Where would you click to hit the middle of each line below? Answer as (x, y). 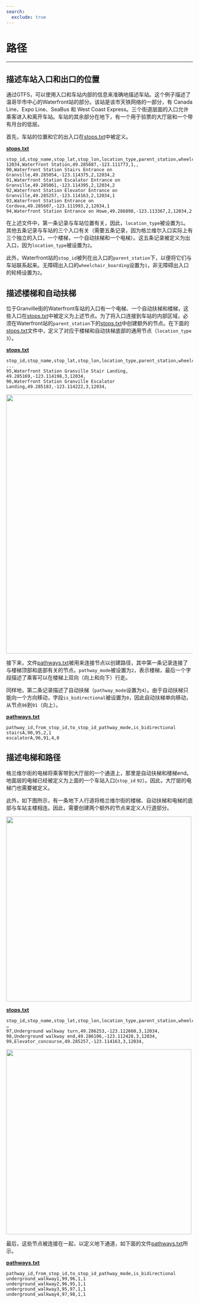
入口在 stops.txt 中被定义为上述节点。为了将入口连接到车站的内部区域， (97, 316)
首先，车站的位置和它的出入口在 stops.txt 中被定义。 (69, 137)
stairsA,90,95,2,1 (29, 733)
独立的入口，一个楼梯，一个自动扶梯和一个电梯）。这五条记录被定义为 (101, 238)
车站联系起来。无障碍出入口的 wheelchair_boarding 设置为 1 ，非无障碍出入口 (98, 265)
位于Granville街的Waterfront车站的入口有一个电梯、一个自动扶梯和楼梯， (95, 309)
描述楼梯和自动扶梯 (41, 293)
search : (16, 12)
